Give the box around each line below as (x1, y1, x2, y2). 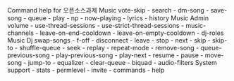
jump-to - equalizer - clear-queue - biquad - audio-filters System (27, 59, 217, 66)
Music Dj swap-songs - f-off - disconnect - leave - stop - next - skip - (7, 36, 211, 44)
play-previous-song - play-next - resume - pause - (56, 51, 204, 59)
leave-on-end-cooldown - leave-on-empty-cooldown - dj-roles (39, 29, 224, 37)
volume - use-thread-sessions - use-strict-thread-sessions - (7, 22, 185, 29)
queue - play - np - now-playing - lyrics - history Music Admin (27, 14, 209, 22)
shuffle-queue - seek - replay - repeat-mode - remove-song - (19, 44, 199, 52)
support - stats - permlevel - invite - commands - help (7, 66, 165, 74)
